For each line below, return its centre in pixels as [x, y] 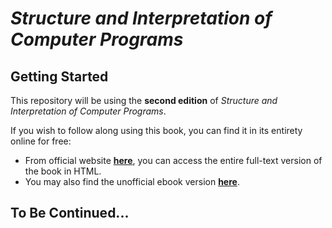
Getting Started [59, 76]
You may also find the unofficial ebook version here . [132, 181]
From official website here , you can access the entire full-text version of [173, 160]
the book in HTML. [63, 171]
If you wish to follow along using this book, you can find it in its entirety [156, 130]
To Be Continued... [70, 213]
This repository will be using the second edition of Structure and [144, 100]
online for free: [41, 141]
